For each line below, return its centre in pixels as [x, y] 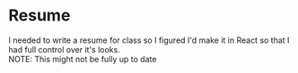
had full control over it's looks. [64, 49]
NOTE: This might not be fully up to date [83, 59]
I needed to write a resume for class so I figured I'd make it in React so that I [149, 40]
